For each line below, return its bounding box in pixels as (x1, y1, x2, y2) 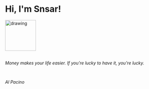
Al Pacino (5, 79, 25, 85)
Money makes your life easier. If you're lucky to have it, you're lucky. (5, 60, 145, 66)
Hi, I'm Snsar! (5, 3, 61, 15)
